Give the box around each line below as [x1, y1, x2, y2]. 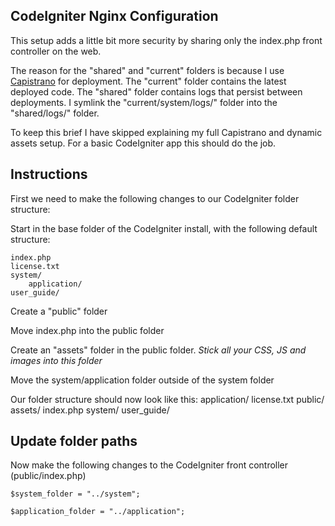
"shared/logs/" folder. [10, 107, 100, 119]
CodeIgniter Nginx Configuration [10, 8, 219, 25]
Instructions [10, 166, 88, 183]
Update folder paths [10, 433, 138, 450]
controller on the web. [10, 45, 102, 57]
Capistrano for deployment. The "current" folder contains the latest [10, 75, 287, 87]
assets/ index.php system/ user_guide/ [10, 404, 170, 416]
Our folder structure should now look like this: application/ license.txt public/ [10, 393, 325, 405]
